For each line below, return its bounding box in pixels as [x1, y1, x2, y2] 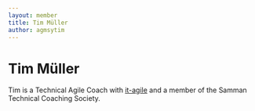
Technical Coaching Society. [8, 94, 100, 103]
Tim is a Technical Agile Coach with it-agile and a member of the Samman [8, 85, 247, 95]
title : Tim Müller [8, 19, 68, 27]
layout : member [8, 11, 58, 20]
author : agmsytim [8, 26, 65, 34]
